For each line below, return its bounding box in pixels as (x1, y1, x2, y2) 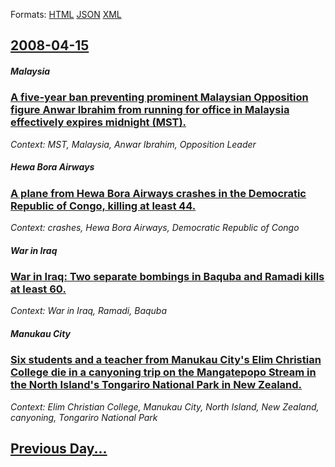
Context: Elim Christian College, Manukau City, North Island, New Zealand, (10, 400, 320, 413)
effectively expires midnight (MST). (10, 115, 187, 129)
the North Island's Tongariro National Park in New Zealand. (10, 378, 303, 392)
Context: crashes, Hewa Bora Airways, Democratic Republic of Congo (10, 222, 300, 234)
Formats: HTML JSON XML (10, 9, 122, 20)
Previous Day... (10, 440, 108, 458)
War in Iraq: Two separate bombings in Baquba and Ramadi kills (10, 270, 325, 284)
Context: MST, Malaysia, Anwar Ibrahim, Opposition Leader (10, 138, 257, 150)
